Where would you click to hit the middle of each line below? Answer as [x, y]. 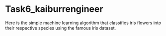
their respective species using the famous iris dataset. [61, 28]
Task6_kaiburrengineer [54, 9]
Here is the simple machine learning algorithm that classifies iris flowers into [83, 23]
